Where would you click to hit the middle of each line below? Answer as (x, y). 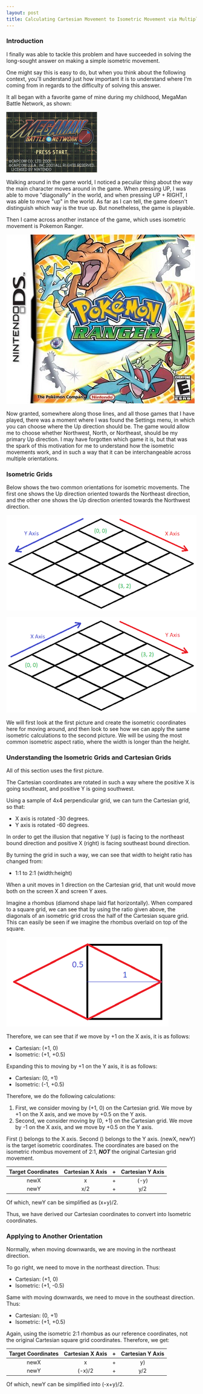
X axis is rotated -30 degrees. (52, 819)
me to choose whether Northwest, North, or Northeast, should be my (92, 433)
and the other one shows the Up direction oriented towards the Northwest (98, 500)
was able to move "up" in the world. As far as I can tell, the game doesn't (97, 201)
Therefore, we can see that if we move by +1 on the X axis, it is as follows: (98, 1036)
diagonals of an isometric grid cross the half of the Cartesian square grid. (98, 916)
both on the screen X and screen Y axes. (57, 891)
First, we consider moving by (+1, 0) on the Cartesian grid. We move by (103, 1108)
